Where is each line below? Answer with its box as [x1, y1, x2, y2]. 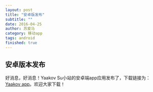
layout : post [5, 7, 33, 13]
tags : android [5, 36, 35, 41]
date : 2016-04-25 [5, 21, 42, 27]
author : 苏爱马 [5, 26, 35, 31]
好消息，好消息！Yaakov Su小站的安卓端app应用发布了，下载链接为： [5, 74, 150, 81]
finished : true [5, 40, 37, 45]
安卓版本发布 [5, 60, 46, 69]
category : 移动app [5, 31, 43, 36]
